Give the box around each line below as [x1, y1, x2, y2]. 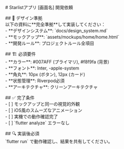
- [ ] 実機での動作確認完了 [5, 114, 58, 119]
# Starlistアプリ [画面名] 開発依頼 [5, 5, 73, 10]
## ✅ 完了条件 [5, 95, 35, 101]
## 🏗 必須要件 [5, 51, 36, 57]
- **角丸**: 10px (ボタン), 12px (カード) [5, 71, 85, 77]
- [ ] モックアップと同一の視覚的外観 [5, 101, 80, 107]
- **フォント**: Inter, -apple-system [5, 65, 79, 71]
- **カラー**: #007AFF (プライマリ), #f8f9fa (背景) [5, 59, 109, 64]
